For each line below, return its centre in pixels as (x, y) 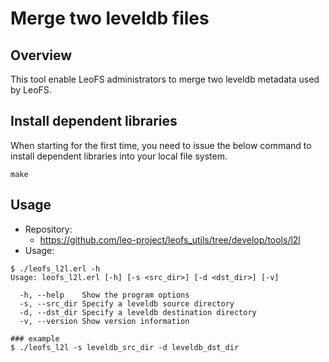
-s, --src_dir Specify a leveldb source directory (127, 303)
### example (35, 338)
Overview (41, 55)
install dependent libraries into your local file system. (119, 156)
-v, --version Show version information (104, 321)
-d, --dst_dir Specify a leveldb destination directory (138, 312)
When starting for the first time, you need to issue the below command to (161, 145)
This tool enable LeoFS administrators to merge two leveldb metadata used (165, 79)
